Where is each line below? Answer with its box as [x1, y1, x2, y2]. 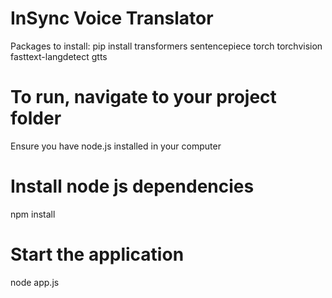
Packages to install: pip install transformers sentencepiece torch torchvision [10, 40, 323, 52]
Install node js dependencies [10, 175, 255, 198]
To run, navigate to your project [10, 86, 277, 109]
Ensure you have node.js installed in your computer [10, 140, 222, 152]
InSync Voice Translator [10, 7, 214, 30]
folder [10, 107, 62, 130]
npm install [10, 208, 56, 220]
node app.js [10, 276, 60, 288]
